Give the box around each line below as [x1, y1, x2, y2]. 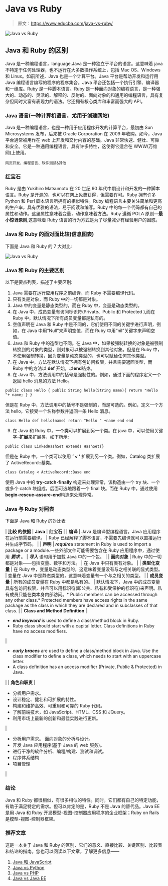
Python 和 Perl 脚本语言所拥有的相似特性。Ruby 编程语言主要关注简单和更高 [5, 198, 162, 204]
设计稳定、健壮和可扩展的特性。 [12, 696, 79, 702]
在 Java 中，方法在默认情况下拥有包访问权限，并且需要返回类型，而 [12, 359, 152, 365]
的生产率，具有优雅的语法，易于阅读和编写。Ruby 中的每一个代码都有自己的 [5, 204, 162, 210]
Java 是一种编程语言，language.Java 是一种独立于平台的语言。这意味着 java [5, 60, 163, 66]
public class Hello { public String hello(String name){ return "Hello [5, 388, 158, 393]
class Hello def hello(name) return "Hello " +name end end [5, 418, 134, 423]
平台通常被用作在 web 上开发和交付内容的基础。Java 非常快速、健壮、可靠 [5, 137, 159, 143]
